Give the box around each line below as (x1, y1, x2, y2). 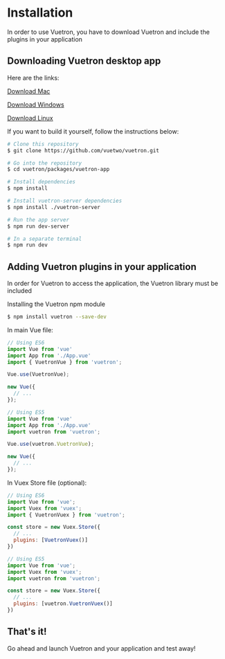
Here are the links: (7, 73, 60, 82)
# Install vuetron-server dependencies (7, 197, 123, 204)
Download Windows (7, 100, 64, 109)
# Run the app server (7, 216, 70, 223)
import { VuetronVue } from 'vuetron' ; (7, 359, 123, 365)
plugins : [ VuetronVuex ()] (13, 536, 89, 544)
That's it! (7, 626, 47, 638)
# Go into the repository (7, 159, 82, 167)
